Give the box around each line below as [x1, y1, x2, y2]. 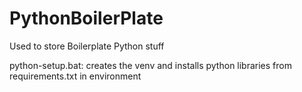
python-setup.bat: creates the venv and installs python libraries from [9, 59, 292, 71]
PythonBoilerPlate [9, 7, 164, 30]
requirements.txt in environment [9, 70, 142, 82]
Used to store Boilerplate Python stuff [9, 40, 165, 52]
